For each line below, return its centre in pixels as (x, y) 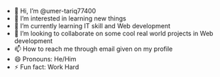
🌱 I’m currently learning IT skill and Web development (92, 26)
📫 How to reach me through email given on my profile (93, 49)
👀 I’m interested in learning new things (70, 18)
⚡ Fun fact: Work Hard (46, 67)
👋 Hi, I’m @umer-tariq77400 (55, 11)
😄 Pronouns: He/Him (45, 59)
